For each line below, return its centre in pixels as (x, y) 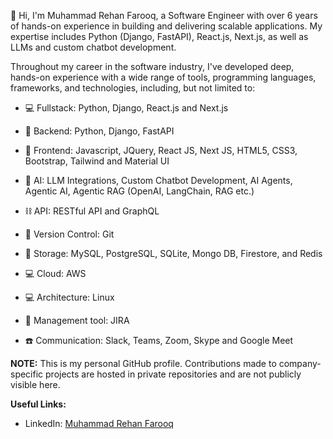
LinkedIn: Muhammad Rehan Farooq (99, 423)
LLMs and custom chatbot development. (93, 47)
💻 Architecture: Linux (69, 297)
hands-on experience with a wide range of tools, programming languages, (163, 77)
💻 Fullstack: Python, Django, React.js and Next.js (126, 108)
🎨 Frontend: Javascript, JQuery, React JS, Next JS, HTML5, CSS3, (161, 150)
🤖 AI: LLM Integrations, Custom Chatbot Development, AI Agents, (158, 180)
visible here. (35, 384)
